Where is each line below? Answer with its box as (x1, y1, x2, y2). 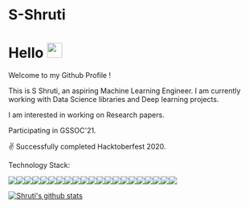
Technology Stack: (8, 161, 71, 170)
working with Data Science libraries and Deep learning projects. (8, 95, 219, 104)
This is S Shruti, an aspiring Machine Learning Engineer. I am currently (8, 86, 241, 96)
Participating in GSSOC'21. (8, 126, 96, 136)
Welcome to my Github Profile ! (8, 71, 111, 80)
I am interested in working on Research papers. (8, 110, 165, 120)
